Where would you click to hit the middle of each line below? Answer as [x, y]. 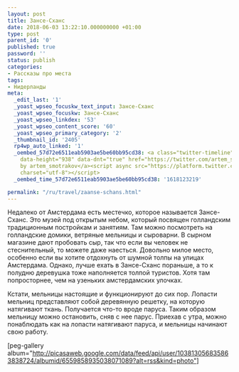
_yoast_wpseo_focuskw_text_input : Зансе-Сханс [84, 107]
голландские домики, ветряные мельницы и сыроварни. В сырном [109, 235]
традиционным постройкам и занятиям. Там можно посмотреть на [110, 228]
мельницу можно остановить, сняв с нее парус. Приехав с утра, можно [117, 317]
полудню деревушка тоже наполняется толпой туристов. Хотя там [109, 273]
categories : [25, 67]
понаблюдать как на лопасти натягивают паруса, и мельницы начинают [117, 324]
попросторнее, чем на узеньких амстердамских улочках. [95, 280]
